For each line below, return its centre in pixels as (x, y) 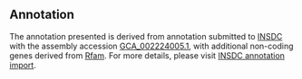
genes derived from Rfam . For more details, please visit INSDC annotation (147, 55)
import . (23, 65)
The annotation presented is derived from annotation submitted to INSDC (146, 36)
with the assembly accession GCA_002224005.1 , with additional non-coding (151, 46)
